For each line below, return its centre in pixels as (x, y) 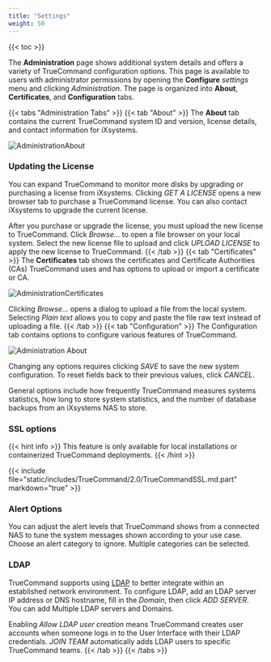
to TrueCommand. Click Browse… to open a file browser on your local (124, 234)
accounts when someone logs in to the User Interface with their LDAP (125, 633)
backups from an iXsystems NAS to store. (78, 407)
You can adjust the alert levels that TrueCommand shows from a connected (134, 527)
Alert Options (35, 509)
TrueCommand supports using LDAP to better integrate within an (116, 582)
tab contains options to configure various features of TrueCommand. (123, 334)
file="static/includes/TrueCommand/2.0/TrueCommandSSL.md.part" (123, 479)
